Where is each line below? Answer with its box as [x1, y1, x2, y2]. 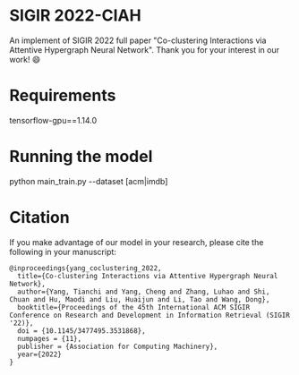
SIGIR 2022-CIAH [9, 5, 141, 26]
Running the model [9, 147, 153, 166]
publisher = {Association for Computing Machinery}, [17, 342, 218, 351]
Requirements [9, 86, 116, 106]
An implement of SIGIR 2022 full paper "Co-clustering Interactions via [9, 35, 267, 46]
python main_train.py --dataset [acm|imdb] [9, 175, 168, 186]
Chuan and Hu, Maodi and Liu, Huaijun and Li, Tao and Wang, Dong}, [9, 294, 270, 304]
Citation [9, 208, 70, 227]
